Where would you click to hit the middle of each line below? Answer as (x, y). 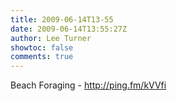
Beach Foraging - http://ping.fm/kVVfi (88, 85)
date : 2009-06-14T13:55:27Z (69, 29)
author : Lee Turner (51, 38)
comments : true (42, 57)
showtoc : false (42, 47)
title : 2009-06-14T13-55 (62, 19)
